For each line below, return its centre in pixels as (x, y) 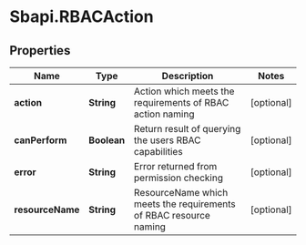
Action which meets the (184, 91)
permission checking (178, 178)
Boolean (107, 140)
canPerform (41, 140)
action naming (164, 114)
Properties (40, 51)
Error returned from (175, 166)
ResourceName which (181, 193)
